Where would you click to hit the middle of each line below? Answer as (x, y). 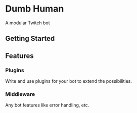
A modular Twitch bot (28, 23)
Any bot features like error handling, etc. (47, 105)
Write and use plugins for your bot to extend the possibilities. (69, 81)
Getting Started (30, 39)
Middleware (20, 94)
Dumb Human (35, 9)
